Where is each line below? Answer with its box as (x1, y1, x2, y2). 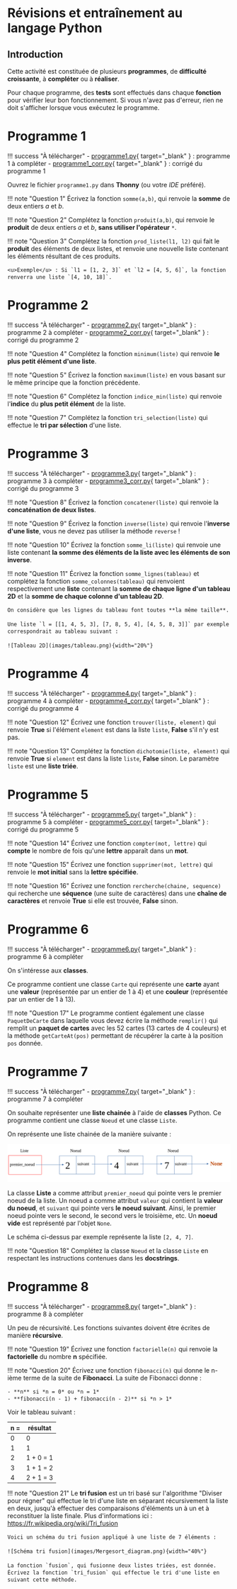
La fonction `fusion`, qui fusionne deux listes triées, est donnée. (7, 1562, 217, 1569)
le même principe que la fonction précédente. (7, 378, 140, 387)
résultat (28, 1424, 52, 1432)
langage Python (7, 20, 103, 36)
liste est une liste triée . (7, 761, 79, 770)
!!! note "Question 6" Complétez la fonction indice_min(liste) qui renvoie (7, 392, 222, 400)
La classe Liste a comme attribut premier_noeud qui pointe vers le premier (7, 1189, 221, 1197)
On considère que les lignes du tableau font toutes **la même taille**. (7, 607, 230, 614)
